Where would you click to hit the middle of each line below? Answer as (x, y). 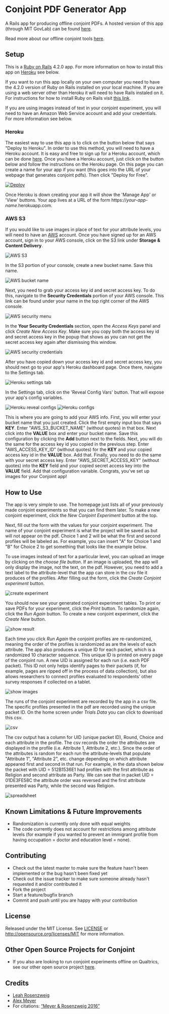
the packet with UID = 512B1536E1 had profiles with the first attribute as (79, 770)
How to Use (24, 492)
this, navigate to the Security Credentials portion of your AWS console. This (84, 296)
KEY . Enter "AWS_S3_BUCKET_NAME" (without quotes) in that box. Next (81, 428)
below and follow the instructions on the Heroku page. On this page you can (84, 164)
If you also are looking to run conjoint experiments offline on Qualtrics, (86, 962)
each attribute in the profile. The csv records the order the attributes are (80, 743)
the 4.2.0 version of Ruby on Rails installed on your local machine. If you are (84, 87)
